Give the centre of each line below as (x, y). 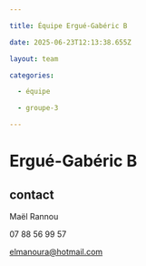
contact (32, 194)
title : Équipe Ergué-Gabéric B (68, 26)
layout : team (34, 59)
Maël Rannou (34, 216)
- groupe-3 (38, 108)
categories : (32, 75)
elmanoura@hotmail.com (56, 252)
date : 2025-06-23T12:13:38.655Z (70, 42)
